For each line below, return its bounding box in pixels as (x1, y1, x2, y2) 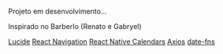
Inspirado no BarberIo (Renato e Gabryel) (8, 22, 142, 31)
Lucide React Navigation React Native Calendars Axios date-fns (8, 37, 215, 46)
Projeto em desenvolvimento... (8, 7, 107, 16)
